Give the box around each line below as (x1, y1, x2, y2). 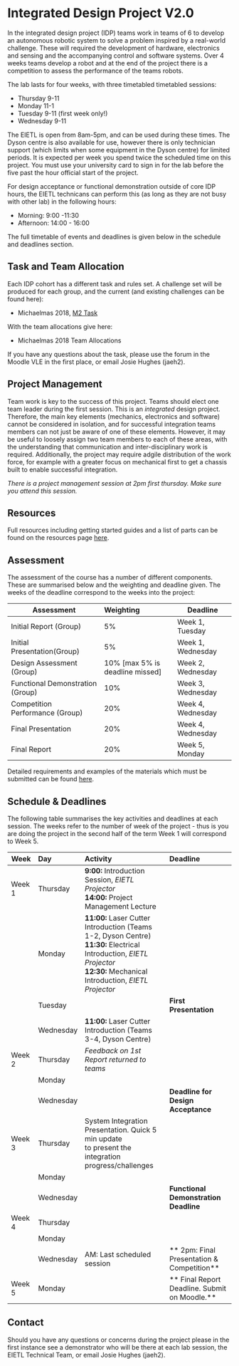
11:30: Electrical (84, 940, 140, 949)
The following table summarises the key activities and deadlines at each (7, 814, 218, 823)
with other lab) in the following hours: (7, 197, 117, 206)
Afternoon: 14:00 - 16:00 (17, 219, 90, 227)
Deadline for (169, 1087, 212, 1096)
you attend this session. (7, 486, 78, 495)
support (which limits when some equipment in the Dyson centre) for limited (7, 145, 230, 154)
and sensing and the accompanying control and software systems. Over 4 (7, 51, 224, 60)
